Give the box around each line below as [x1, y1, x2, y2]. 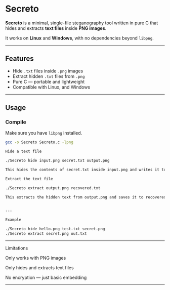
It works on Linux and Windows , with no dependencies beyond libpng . [5, 35, 154, 41]
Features [5, 54, 34, 63]
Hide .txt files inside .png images [12, 68, 83, 74]
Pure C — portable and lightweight [12, 78, 85, 85]
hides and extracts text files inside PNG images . [5, 25, 107, 31]
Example [5, 217, 22, 223]
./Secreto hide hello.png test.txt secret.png [5, 226, 105, 232]
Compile [5, 118, 26, 126]
